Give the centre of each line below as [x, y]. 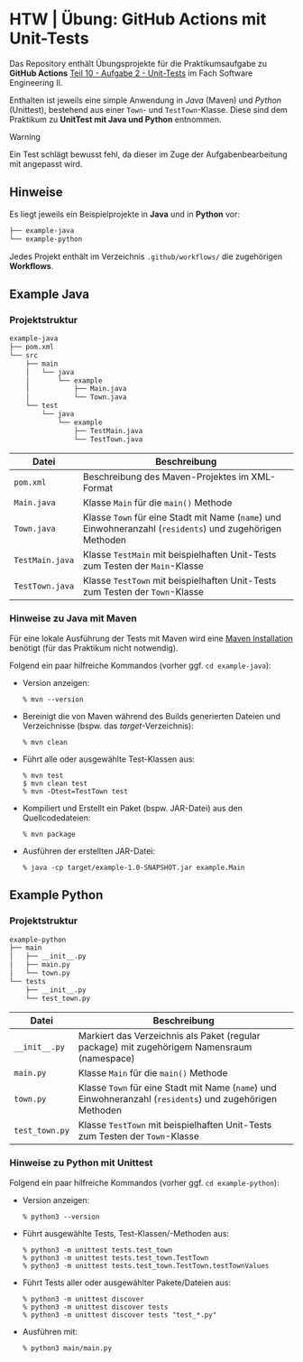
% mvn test [43, 775]
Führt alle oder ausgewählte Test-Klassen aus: [109, 759]
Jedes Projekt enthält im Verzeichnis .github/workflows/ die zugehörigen [146, 256]
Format [98, 487]
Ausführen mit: [50, 1331]
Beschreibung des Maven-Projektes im [166, 477]
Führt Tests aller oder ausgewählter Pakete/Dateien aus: [127, 1283]
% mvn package [49, 834]
